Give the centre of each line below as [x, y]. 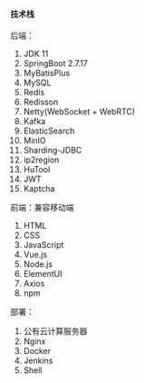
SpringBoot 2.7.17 [56, 64]
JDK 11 [36, 54]
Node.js [38, 264]
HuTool [37, 170]
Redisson [41, 102]
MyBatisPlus [47, 74]
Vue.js [35, 255]
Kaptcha [39, 189]
